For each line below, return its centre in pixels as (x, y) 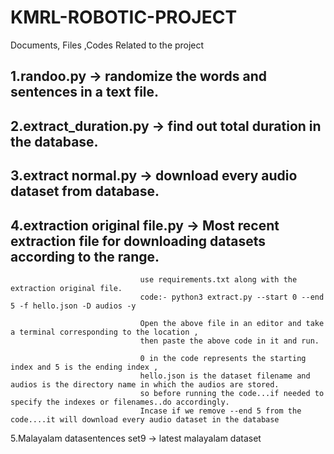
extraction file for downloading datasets (138, 241)
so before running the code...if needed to (232, 393)
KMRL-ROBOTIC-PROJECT (124, 17)
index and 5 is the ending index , (84, 367)
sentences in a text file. (85, 92)
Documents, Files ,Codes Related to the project (107, 45)
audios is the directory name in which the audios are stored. (145, 384)
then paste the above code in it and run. (229, 341)
